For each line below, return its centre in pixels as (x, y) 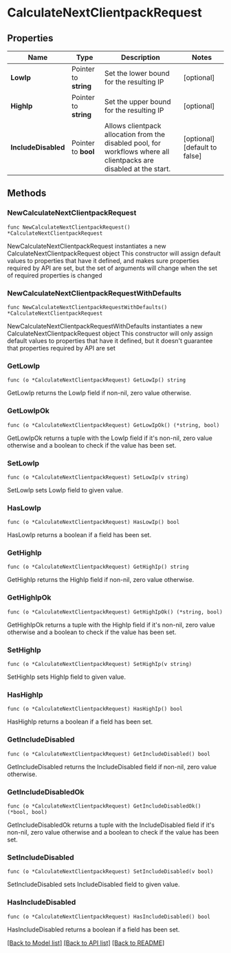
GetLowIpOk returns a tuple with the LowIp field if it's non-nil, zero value (110, 438)
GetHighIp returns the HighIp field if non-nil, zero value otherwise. (101, 580)
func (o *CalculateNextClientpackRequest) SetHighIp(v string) (100, 664)
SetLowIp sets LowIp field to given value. (65, 490)
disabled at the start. (137, 169)
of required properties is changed (55, 275)
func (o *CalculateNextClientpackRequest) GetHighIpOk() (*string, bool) (115, 612)
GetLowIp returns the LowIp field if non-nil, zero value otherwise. (99, 393)
